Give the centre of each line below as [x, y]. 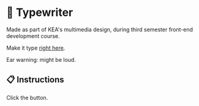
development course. [33, 36]
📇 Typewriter [40, 13]
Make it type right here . [36, 48]
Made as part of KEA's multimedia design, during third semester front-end [100, 29]
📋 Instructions [35, 80]
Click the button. [27, 97]
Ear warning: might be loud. [41, 59]
